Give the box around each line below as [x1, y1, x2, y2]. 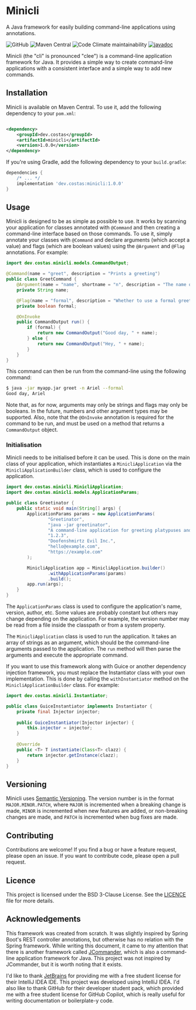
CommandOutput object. [6, 426, 58, 434]
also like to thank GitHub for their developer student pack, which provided [6, 984, 184, 991]
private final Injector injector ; [16, 709, 100, 714]
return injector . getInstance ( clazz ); [27, 752, 118, 758]
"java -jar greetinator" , [47, 522, 111, 528]
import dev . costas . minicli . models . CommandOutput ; [6, 260, 129, 266]
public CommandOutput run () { [16, 319, 90, 325]
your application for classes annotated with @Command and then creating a [6, 224, 180, 231]
